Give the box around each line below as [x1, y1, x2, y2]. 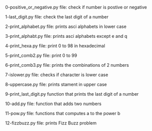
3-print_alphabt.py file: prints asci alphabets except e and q [5, 33, 128, 39]
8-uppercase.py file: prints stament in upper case [5, 82, 107, 87]
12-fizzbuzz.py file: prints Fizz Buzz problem [5, 120, 97, 126]
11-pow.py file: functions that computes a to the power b [5, 111, 121, 116]
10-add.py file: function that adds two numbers [5, 101, 102, 107]
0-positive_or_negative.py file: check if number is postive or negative [5, 4, 147, 10]
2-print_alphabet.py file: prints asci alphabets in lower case [5, 23, 127, 29]
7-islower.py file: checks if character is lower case [5, 72, 109, 78]
